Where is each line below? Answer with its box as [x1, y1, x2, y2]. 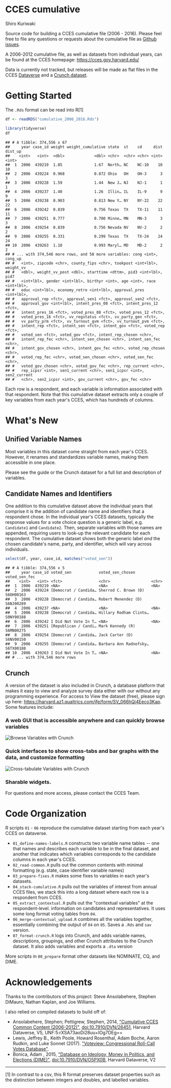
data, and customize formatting [5, 754, 85, 761]
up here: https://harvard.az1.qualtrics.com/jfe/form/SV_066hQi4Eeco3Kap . [5, 699, 162, 705]
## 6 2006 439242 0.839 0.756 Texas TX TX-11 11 [5, 207, 163, 212]
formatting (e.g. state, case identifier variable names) [12, 867, 125, 873]
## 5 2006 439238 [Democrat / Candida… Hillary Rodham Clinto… [5, 610, 149, 615]
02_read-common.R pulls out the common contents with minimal [12, 862, 144, 868]
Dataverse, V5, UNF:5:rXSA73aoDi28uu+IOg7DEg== [12, 1029, 123, 1035]
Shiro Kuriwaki [5, 20, 36, 27]
